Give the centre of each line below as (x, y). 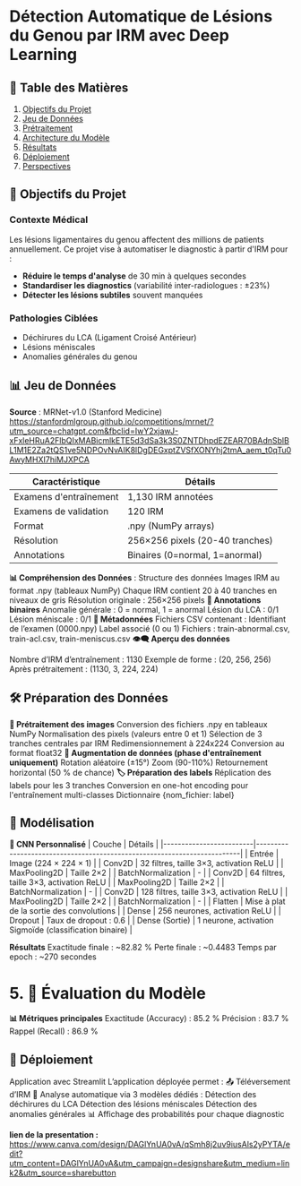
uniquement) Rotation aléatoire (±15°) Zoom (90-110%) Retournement (139, 762)
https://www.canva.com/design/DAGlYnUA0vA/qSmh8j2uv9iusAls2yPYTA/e (150, 1145)
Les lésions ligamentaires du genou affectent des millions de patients (137, 239)
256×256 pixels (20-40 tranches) (200, 540)
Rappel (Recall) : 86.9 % (54, 1031)
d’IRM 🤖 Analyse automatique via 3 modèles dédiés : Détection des (133, 1095)
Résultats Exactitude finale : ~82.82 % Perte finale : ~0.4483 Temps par (143, 948)
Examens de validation (61, 511)
